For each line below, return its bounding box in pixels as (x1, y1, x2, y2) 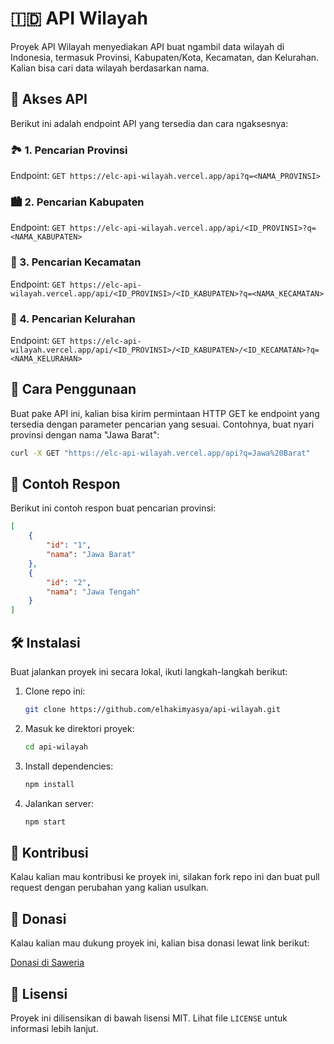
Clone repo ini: (24, 685, 86, 697)
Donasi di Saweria (10, 957, 85, 969)
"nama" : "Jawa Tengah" (46, 587, 141, 597)
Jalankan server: (24, 797, 95, 809)
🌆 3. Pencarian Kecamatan (10, 255, 142, 269)
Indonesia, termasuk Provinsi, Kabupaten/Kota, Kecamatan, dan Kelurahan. (10, 51, 320, 63)
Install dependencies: (24, 760, 114, 772)
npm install (24, 779, 75, 789)
